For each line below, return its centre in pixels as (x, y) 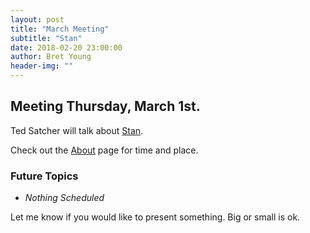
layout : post (37, 19)
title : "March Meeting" (60, 29)
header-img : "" (42, 66)
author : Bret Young (51, 57)
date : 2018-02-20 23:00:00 (66, 47)
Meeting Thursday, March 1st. (105, 106)
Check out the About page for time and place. (104, 150)
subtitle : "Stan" (46, 38)
